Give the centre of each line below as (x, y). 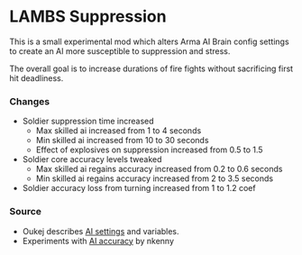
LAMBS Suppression (88, 17)
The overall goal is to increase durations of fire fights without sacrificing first (151, 68)
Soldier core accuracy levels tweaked (92, 159)
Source (26, 212)
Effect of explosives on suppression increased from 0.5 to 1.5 (149, 150)
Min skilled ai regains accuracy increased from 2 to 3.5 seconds (154, 178)
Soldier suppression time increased (88, 121)
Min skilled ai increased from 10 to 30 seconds (122, 141)
